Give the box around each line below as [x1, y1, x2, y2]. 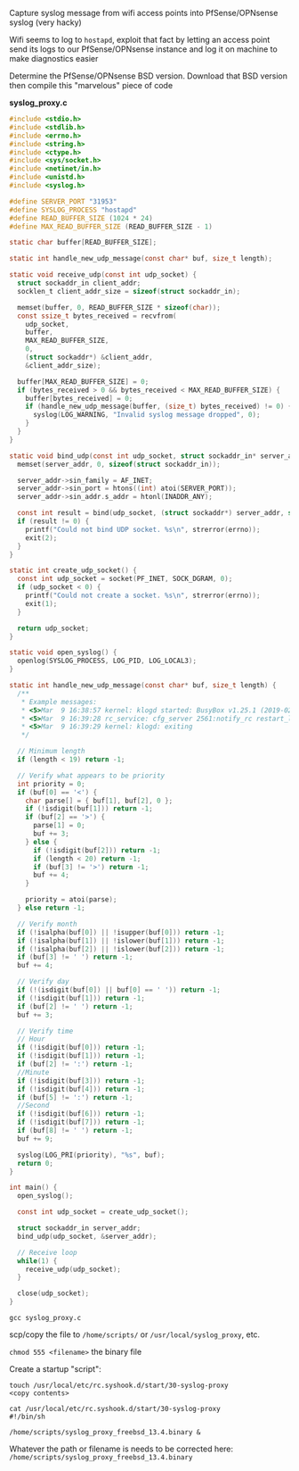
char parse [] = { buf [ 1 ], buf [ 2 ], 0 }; [25, 796, 174, 805]
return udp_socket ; [17, 624, 90, 633]
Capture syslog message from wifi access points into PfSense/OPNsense [9, 8, 279, 18]
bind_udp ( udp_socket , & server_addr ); [17, 1232, 158, 1241]
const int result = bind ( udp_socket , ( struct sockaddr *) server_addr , [17, 509, 285, 518]
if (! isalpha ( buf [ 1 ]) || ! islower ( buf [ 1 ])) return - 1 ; [17, 936, 225, 945]
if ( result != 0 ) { [17, 517, 90, 526]
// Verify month [17, 919, 77, 928]
